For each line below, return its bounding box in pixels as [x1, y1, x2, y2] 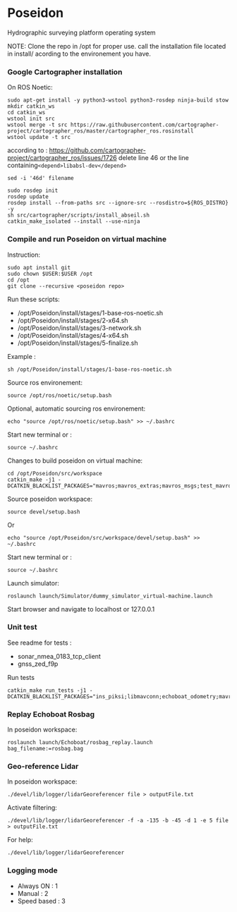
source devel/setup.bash [7, 508, 80, 516]
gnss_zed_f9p [17, 659, 59, 668]
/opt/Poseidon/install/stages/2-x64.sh [17, 316, 128, 324]
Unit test [7, 622, 37, 632]
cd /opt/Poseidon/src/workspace [7, 470, 102, 477]
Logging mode [7, 865, 58, 875]
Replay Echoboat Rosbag [7, 709, 95, 719]
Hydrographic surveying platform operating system [7, 28, 157, 37]
